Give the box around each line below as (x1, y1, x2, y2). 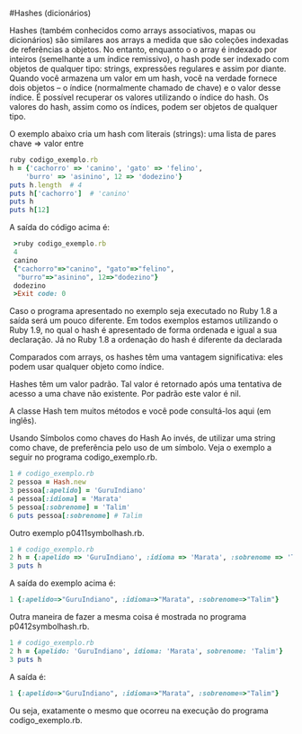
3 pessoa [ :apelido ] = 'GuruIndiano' (9, 486, 147, 495)
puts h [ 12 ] (9, 206, 50, 215)
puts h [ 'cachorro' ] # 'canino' (9, 189, 130, 198)
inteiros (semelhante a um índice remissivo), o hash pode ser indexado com (9, 54, 289, 64)
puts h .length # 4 (9, 180, 83, 190)
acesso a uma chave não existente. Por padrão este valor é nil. (9, 389, 242, 399)
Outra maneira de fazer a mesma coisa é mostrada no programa (9, 612, 247, 622)
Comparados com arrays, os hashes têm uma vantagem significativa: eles (9, 352, 283, 363)
